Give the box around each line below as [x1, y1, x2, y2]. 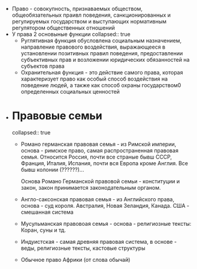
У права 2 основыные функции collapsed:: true [11, 31, 131, 38]
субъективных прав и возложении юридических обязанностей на [20, 56, 190, 63]
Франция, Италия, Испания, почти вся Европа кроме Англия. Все [20, 159, 189, 167]
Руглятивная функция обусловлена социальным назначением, [20, 37, 182, 44]
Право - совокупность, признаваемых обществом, [11, 5, 143, 12]
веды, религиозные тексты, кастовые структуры [20, 244, 146, 252]
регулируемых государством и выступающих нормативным [11, 18, 166, 25]
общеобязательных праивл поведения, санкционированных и [11, 11, 171, 19]
